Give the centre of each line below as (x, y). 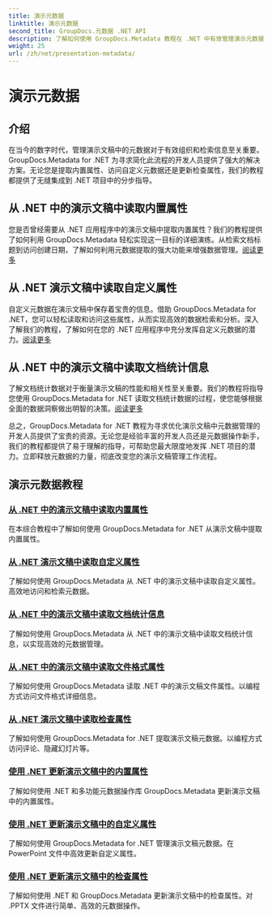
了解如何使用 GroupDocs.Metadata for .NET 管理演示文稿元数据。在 (121, 843)
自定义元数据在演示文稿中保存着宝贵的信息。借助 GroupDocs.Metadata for (132, 308)
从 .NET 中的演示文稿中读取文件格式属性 (87, 666)
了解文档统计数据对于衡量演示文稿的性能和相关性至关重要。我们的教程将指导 (136, 388)
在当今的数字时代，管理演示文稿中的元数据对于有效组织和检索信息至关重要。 (136, 150)
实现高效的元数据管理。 (68, 644)
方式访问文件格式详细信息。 (55, 696)
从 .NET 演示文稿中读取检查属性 (70, 719)
